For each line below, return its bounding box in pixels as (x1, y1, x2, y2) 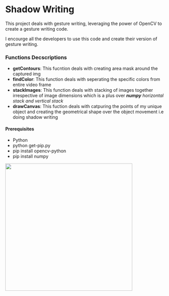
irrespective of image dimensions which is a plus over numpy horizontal (12, 93, 164, 99)
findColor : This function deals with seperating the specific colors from (12, 76, 161, 83)
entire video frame (12, 82, 52, 88)
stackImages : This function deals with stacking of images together (12, 87, 153, 93)
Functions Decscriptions (5, 53, 67, 61)
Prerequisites (5, 126, 35, 132)
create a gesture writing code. (5, 25, 69, 32)
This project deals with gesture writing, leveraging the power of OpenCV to (5, 20, 162, 26)
